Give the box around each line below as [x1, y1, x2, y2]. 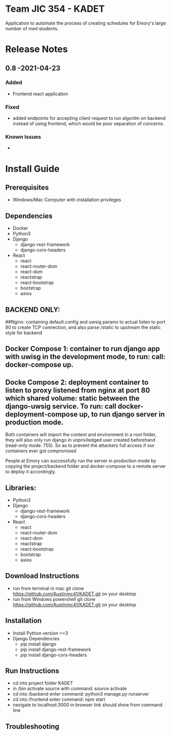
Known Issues [5, 134, 41, 141]
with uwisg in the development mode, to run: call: [5, 353, 166, 361]
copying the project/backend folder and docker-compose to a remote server [5, 463, 166, 469]
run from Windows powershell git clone [12, 596, 95, 602]
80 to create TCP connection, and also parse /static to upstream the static [5, 324, 161, 331]
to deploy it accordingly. [5, 469, 56, 475]
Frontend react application [12, 91, 68, 97]
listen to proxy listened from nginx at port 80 [5, 386, 151, 395]
